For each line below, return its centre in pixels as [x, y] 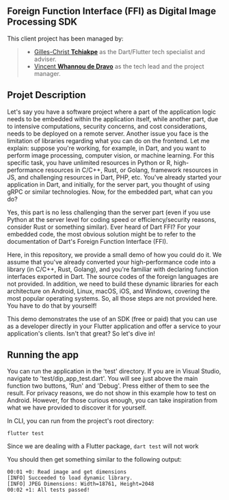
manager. [48, 73]
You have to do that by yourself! [52, 305]
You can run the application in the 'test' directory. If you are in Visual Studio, [114, 371]
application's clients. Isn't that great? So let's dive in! [81, 333]
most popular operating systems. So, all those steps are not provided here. [112, 298]
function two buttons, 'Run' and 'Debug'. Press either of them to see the [108, 386]
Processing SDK [42, 22]
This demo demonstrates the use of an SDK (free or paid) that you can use [112, 318]
